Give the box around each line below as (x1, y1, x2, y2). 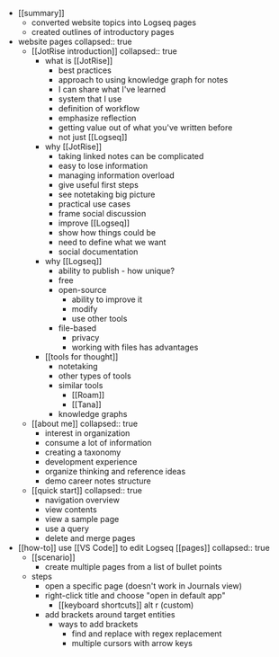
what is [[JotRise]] (44, 56, 113, 66)
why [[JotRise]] (44, 141, 102, 152)
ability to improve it (71, 294, 143, 305)
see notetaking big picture (58, 189, 156, 200)
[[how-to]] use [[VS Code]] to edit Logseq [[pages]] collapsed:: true (17, 543, 270, 553)
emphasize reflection (58, 112, 137, 123)
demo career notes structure (44, 475, 151, 486)
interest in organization (44, 428, 130, 439)
